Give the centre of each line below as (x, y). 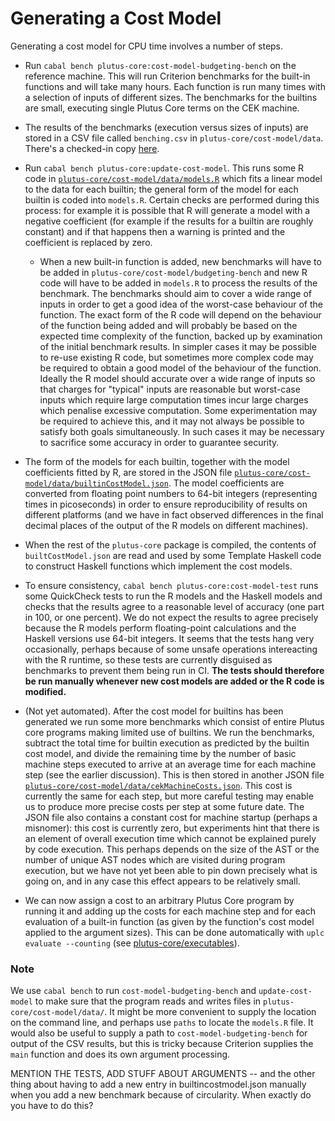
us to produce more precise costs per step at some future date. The (164, 806)
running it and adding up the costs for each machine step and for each (170, 911)
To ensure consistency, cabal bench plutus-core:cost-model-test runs (171, 585)
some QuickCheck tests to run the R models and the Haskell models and (173, 596)
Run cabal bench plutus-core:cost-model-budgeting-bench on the (160, 65)
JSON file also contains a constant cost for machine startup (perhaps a (171, 817)
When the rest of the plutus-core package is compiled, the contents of (170, 544)
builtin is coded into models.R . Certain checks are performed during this (172, 199)
